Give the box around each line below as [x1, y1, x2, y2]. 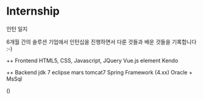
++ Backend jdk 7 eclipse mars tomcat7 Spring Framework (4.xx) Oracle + [6, 68, 193, 76]
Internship [6, 4, 60, 18]
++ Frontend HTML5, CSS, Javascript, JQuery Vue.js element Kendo [6, 57, 179, 64]
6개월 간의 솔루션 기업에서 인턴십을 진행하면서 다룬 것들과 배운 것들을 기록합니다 [6, 38, 197, 45]
